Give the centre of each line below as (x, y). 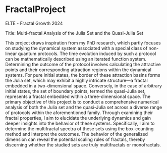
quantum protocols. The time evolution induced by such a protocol (87, 54)
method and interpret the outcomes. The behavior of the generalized (76, 134)
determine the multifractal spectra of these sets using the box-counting (79, 129)
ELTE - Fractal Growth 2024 (34, 23)
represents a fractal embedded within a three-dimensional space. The (78, 96)
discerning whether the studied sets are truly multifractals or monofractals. (83, 144)
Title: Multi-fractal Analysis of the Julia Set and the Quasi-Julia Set (74, 33)
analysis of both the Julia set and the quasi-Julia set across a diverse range (84, 107)
